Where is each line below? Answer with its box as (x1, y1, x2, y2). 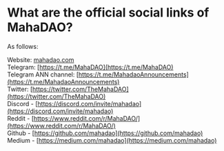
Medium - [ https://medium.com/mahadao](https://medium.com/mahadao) (7, 136, 217, 144)
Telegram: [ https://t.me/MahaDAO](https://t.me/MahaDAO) (7, 63, 174, 71)
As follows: (7, 42, 39, 50)
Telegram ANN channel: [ (7, 70, 79, 79)
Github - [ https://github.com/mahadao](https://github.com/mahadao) (7, 129, 203, 137)
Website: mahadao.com (7, 55, 74, 63)
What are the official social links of (7, 5, 210, 21)
